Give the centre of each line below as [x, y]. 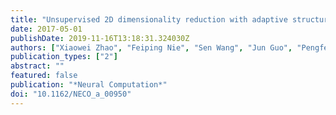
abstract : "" [37, 66]
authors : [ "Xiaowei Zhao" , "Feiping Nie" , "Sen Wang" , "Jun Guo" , [151, 47]
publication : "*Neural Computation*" [89, 85]
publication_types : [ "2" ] [64, 57]
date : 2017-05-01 [46, 29]
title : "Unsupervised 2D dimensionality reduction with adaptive [149, 19]
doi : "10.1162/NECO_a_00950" [71, 94]
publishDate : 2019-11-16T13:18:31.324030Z [100, 38]
